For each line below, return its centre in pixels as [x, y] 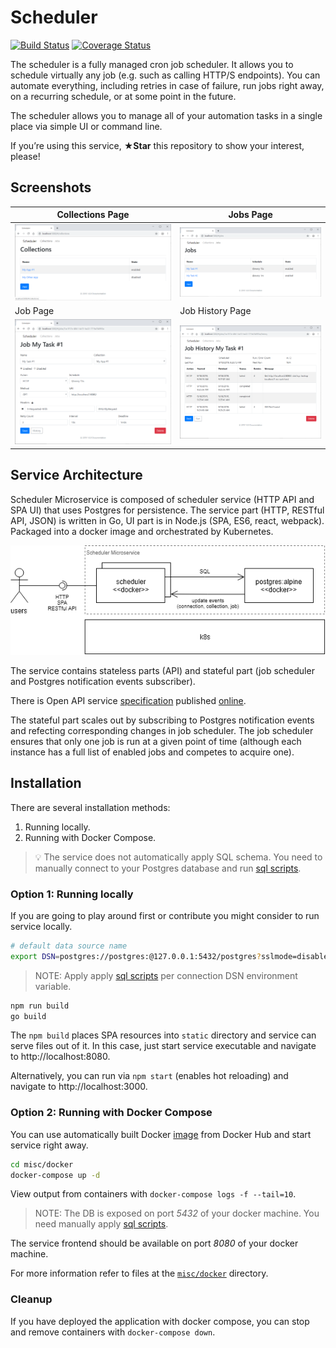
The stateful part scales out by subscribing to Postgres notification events [162, 720]
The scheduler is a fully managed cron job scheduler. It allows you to [152, 64]
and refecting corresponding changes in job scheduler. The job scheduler [162, 730]
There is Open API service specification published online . [128, 700]
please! [25, 156]
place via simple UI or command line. [86, 126]
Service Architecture [76, 475]
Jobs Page [250, 215]
